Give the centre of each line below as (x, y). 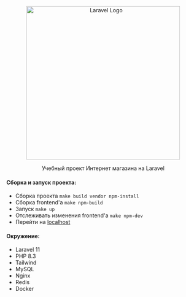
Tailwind (26, 263)
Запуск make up (35, 209)
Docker (25, 289)
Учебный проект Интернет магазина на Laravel (103, 168)
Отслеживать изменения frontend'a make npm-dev (79, 215)
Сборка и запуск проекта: (41, 182)
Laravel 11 (27, 250)
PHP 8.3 (25, 256)
